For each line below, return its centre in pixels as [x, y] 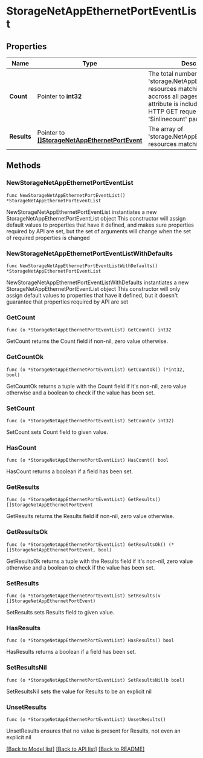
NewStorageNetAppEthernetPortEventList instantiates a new [82, 212]
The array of [165, 129]
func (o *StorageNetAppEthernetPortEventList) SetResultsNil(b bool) [96, 680]
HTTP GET [163, 111]
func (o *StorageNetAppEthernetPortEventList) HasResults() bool [90, 640]
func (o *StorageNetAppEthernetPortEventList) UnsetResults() [86, 719]
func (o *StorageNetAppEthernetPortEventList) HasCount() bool [88, 460]
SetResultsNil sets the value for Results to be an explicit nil [79, 691]
